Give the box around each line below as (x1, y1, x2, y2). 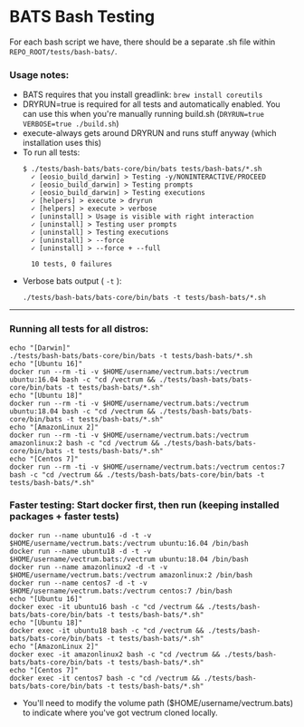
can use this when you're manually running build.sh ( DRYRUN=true (22, 109, 265, 120)
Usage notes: (9, 68, 70, 81)
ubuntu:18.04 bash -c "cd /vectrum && (9, 406, 156, 416)
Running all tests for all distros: (9, 323, 149, 335)
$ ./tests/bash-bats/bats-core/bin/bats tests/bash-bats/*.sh (22, 165, 262, 174)
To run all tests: (22, 147, 81, 158)
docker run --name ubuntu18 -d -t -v (9, 547, 152, 556)
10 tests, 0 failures (31, 260, 113, 269)
